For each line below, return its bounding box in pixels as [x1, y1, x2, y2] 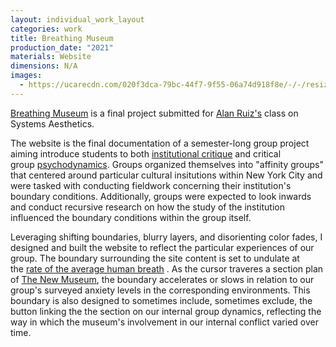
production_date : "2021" [10, 42, 114, 53]
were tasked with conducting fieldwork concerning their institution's [10, 179, 292, 191]
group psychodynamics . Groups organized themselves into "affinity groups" [10, 158, 325, 170]
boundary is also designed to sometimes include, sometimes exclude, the [10, 294, 313, 306]
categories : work [10, 24, 83, 34]
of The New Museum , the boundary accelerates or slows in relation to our [10, 273, 315, 285]
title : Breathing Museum [10, 33, 114, 43]
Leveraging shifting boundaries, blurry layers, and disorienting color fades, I [10, 231, 323, 243]
